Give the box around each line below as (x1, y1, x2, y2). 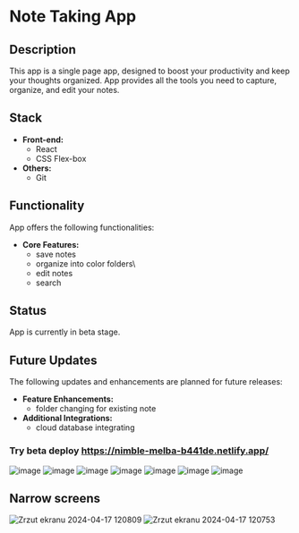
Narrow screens (9, 490, 101, 506)
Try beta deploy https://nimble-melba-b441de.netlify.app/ (9, 444, 269, 457)
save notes (35, 249, 76, 259)
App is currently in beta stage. (9, 326, 121, 337)
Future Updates (9, 352, 98, 368)
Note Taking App (9, 6, 137, 27)
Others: (21, 163, 52, 173)
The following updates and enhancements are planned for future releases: (9, 376, 284, 387)
